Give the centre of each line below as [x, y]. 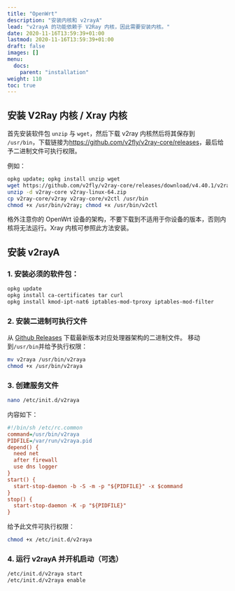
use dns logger [36, 467]
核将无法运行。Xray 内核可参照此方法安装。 [70, 228]
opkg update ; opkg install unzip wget [64, 179]
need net [26, 454]
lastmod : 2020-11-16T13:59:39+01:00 [60, 40]
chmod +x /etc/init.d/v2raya [50, 540]
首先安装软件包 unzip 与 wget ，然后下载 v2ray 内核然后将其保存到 [101, 134]
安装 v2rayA [34, 252]
